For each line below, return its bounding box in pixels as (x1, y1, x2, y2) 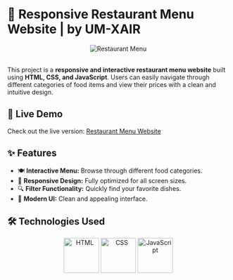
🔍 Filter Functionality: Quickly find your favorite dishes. (17, 184, 182, 192)
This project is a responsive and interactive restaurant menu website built (7, 65, 226, 74)
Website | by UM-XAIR (7, 21, 141, 37)
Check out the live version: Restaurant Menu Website (7, 126, 161, 135)
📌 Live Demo (7, 108, 63, 120)
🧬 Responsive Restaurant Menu (7, 6, 195, 22)
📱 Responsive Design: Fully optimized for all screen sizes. (17, 176, 187, 185)
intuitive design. (7, 88, 53, 96)
